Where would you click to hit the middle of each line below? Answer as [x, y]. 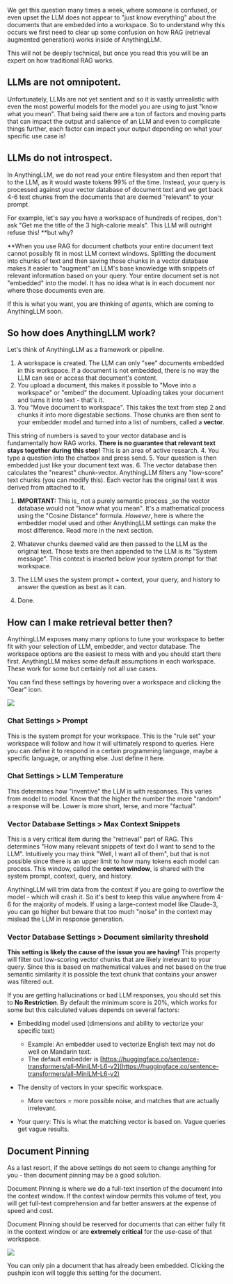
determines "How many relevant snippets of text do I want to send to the [111, 846]
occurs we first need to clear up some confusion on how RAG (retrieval [109, 32]
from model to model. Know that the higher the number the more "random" [114, 799]
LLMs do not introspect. [60, 158]
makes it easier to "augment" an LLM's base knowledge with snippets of [111, 268]
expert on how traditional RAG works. [61, 61]
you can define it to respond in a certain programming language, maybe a [113, 751]
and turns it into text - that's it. [61, 400]
